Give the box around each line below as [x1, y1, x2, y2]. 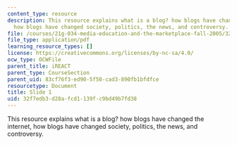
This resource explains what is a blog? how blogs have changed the [7, 115, 205, 123]
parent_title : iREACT [7, 63, 71, 70]
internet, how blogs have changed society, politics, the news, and [7, 122, 198, 130]
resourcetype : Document [7, 82, 78, 89]
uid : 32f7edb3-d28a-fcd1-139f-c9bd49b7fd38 [7, 96, 138, 103]
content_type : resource [7, 10, 78, 18]
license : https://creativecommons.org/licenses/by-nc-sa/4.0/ [7, 50, 194, 57]
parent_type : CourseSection [7, 69, 90, 76]
